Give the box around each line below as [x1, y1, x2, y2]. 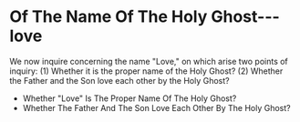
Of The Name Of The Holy [9, 6, 208, 27]
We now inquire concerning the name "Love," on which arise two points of [9, 56, 289, 66]
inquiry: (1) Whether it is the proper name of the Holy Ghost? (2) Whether [9, 66, 284, 76]
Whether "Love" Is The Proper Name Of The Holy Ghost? [22, 93, 237, 104]
